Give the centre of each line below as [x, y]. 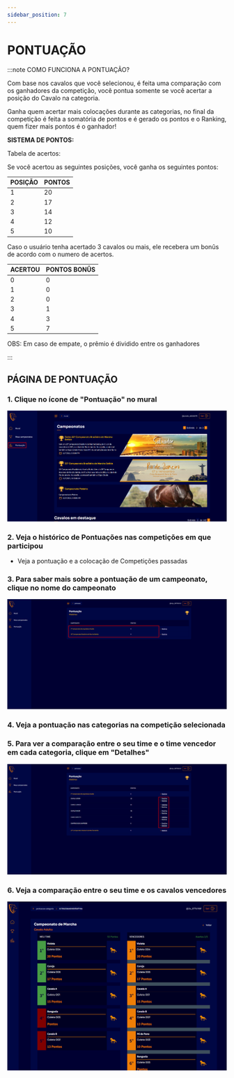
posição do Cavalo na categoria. [54, 98]
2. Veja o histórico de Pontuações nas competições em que [109, 537]
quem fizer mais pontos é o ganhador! [62, 126]
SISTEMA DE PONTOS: [41, 140]
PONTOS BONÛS [71, 269]
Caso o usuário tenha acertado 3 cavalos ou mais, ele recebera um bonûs [113, 246]
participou [25, 546]
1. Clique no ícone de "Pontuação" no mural [82, 399]
